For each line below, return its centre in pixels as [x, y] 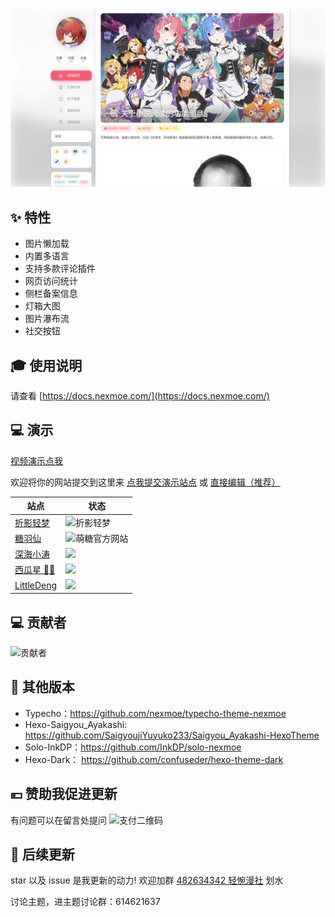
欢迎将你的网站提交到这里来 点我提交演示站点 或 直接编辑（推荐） [145, 482]
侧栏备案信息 [51, 294]
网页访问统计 [51, 281]
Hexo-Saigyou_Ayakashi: [76, 724]
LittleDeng [36, 585]
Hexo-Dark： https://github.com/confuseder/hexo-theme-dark [154, 759]
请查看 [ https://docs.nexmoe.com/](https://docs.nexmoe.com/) [140, 396]
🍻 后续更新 [42, 854]
